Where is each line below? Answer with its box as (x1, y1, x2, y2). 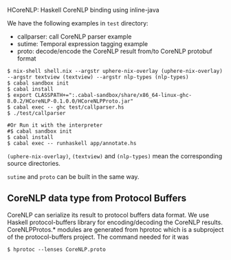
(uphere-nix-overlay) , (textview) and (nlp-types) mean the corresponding (7, 152, 223, 160)
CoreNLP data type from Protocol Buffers (7, 193, 187, 204)
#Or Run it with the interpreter (7, 122, 103, 129)
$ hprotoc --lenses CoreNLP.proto (7, 246, 107, 253)
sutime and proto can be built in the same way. (7, 173, 140, 181)
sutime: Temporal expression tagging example (16, 40, 148, 47)
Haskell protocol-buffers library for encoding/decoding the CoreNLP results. (7, 218, 223, 226)
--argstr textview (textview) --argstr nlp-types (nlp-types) (7, 74, 189, 80)
